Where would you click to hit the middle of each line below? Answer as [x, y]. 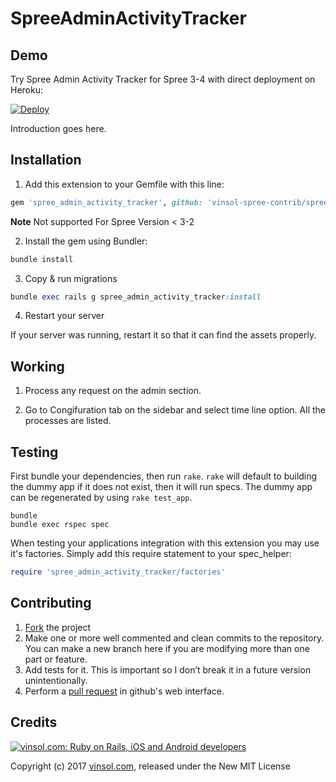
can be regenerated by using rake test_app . [101, 498]
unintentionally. [56, 680]
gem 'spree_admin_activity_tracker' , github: [106, 202]
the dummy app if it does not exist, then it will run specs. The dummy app [161, 487]
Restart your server [64, 316]
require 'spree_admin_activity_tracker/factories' [118, 572]
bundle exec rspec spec [60, 525]
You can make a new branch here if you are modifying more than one [167, 648]
